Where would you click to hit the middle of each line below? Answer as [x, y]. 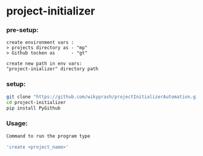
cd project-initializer [36, 102]
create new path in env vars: [44, 64]
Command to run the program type [48, 136]
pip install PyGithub [34, 108]
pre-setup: [22, 30]
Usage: [17, 123]
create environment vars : [40, 43]
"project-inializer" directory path [52, 69]
